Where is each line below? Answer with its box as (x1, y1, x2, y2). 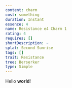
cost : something (5, 12, 40, 17)
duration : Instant (5, 17, 44, 22)
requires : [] (5, 36, 33, 41)
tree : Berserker (5, 60, 40, 65)
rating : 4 (5, 31, 26, 36)
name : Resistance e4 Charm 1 (5, 26, 67, 32)
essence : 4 (5, 21, 28, 27)
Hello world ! (5, 78, 31, 84)
